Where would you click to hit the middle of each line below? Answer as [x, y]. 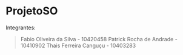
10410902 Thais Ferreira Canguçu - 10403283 [78, 45]
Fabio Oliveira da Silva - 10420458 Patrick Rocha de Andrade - [99, 39]
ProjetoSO [32, 11]
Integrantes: [21, 27]
